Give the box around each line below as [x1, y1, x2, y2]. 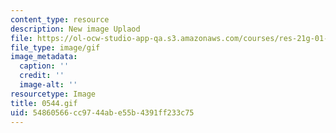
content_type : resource [10, 14, 110, 25]
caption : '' [19, 61, 70, 71]
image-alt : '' [19, 80, 78, 90]
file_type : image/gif [10, 42, 101, 53]
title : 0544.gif [10, 98, 78, 108]
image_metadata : [10, 52, 78, 62]
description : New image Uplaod [10, 24, 141, 34]
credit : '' [19, 71, 65, 81]
